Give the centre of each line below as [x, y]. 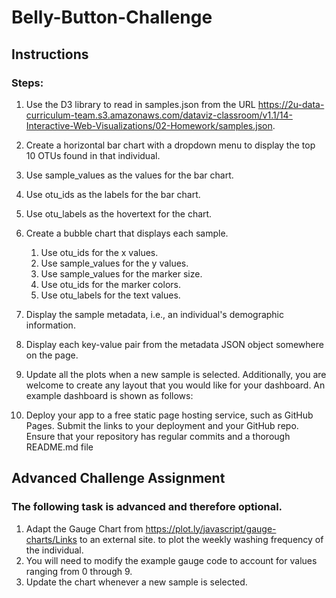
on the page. [52, 355]
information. [50, 325]
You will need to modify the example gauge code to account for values [171, 560]
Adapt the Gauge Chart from [84, 528]
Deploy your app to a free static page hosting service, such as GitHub [169, 415]
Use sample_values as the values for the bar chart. [129, 175]
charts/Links [51, 539]
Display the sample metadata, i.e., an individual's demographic [155, 314]
